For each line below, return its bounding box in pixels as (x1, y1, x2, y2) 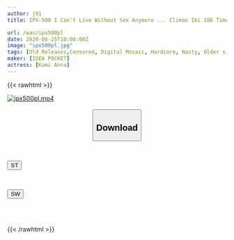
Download (96, 122, 138, 133)
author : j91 (7, 10, 42, 17)
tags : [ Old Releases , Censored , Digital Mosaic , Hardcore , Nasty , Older (7, 49, 219, 56)
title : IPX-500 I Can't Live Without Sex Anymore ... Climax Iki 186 (7, 17, 214, 24)
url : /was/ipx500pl (7, 29, 64, 36)
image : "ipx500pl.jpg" (7, 42, 73, 49)
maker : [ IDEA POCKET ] (7, 55, 70, 63)
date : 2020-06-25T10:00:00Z (7, 35, 89, 42)
